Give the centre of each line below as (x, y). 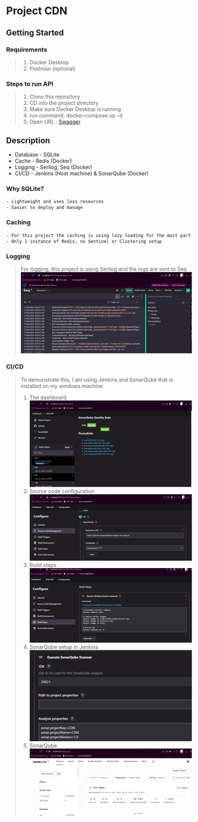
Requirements (27, 50)
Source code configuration (62, 491)
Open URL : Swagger (55, 122)
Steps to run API (30, 84)
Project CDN (37, 11)
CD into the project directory (64, 103)
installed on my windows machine (62, 386)
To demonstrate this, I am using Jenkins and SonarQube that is (97, 380)
